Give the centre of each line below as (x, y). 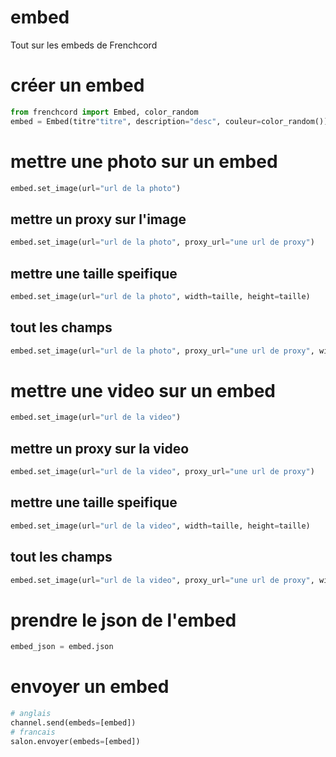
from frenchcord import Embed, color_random (104, 112)
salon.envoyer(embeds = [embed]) (75, 741)
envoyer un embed (90, 687)
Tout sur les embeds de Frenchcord (84, 45)
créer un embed (77, 85)
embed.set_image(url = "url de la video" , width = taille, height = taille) (160, 526)
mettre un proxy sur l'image (98, 219)
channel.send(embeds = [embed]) (73, 723)
